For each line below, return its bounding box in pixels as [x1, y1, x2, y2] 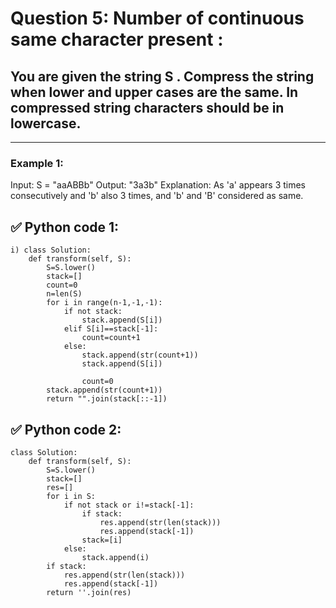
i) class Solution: [10, 245, 92, 256]
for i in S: [46, 491, 97, 501]
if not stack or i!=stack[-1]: [63, 500, 195, 510]
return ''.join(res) [46, 587, 132, 597]
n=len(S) [46, 289, 83, 299]
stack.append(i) [81, 552, 150, 562]
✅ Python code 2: [10, 421, 122, 438]
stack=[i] [81, 535, 123, 545]
